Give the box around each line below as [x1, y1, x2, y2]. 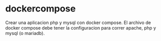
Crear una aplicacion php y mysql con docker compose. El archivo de [5, 19, 151, 25]
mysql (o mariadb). [5, 30, 45, 36]
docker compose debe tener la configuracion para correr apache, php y [5, 24, 156, 30]
